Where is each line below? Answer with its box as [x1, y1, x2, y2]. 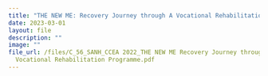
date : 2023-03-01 [8, 19, 66, 27]
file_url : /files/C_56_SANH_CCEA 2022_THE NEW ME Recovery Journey [8, 48, 238, 56]
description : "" [8, 33, 62, 42]
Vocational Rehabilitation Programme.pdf [15, 56, 156, 64]
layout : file [8, 26, 52, 34]
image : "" [8, 41, 41, 49]
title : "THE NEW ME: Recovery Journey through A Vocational [8, 11, 213, 20]
